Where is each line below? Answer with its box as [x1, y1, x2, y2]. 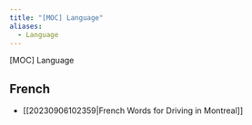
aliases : [9, 22, 43, 31]
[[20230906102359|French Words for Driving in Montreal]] [22, 105, 244, 116]
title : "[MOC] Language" [9, 13, 104, 23]
